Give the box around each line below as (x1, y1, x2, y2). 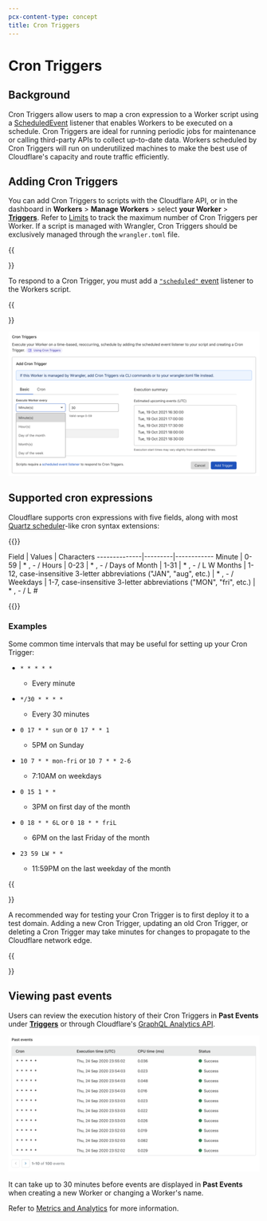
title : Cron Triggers (8, 21, 80, 29)
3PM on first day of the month (31, 802, 131, 811)
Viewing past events (8, 989, 112, 1003)
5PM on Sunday (31, 740, 84, 749)
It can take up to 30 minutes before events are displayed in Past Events (8, 1180, 243, 1189)
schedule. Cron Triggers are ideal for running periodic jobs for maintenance (8, 126, 257, 135)
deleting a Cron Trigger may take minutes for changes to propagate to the (8, 927, 251, 936)
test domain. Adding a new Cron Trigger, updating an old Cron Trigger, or (8, 918, 249, 928)
